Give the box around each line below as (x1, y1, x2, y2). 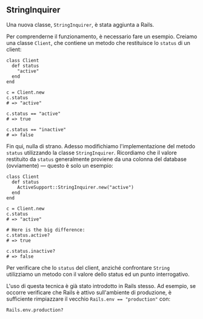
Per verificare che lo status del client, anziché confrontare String (6, 264, 170, 271)
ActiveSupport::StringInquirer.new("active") (17, 184, 135, 190)
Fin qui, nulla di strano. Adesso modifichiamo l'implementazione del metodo (6, 142, 196, 149)
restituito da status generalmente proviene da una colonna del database (6, 155, 187, 163)
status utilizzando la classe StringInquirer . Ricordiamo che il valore (6, 149, 177, 156)
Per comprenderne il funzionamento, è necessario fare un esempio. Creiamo (6, 33, 198, 40)
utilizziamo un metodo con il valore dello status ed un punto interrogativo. (6, 270, 190, 278)
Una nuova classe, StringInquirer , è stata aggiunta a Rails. (6, 21, 155, 28)
